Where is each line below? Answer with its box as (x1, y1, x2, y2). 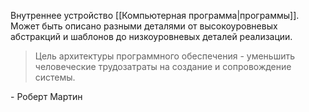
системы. (34, 71, 76, 83)
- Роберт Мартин (10, 91, 83, 102)
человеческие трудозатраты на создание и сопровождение (34, 61, 292, 72)
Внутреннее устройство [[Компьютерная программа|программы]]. (10, 10, 300, 21)
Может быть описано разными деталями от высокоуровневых (10, 20, 278, 32)
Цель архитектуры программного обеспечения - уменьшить (34, 50, 296, 62)
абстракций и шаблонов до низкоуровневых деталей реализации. (10, 31, 293, 42)
